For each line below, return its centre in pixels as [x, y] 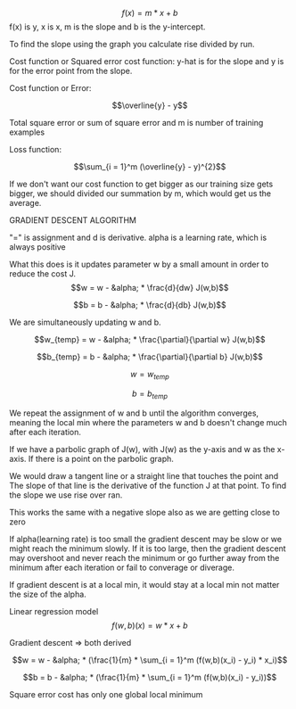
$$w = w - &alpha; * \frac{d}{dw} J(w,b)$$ [150, 288]
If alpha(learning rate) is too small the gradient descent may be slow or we [146, 539]
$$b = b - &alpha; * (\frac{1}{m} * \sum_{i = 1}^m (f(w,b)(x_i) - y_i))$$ [150, 677]
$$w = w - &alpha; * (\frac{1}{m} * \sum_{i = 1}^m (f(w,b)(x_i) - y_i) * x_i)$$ [150, 660]
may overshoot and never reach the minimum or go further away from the [144, 557]
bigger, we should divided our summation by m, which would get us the [140, 194]
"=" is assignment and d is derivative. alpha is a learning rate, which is [138, 237]
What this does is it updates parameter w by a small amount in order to [139, 264]
